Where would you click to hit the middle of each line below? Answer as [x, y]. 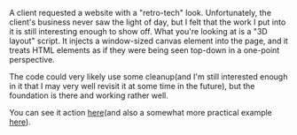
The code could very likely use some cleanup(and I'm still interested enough [148, 77]
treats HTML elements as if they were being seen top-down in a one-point [145, 50]
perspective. [32, 60]
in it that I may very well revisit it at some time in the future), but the [132, 86]
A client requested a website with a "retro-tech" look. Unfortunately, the [141, 13]
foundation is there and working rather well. [89, 95]
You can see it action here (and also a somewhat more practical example [141, 112]
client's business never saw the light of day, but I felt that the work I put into [148, 22]
